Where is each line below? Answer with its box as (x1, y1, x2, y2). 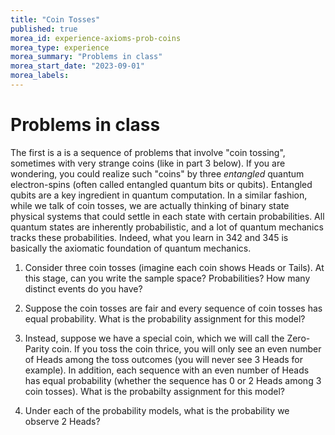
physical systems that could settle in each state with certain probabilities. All (10, 210, 325, 222)
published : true (10, 24, 78, 34)
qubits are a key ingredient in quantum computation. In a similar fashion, (10, 189, 308, 201)
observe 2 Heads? (24, 415, 101, 427)
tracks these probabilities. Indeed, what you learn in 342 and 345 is (10, 231, 289, 243)
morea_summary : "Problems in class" (10, 52, 163, 62)
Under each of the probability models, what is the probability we (24, 404, 290, 416)
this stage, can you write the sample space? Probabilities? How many (24, 272, 311, 284)
